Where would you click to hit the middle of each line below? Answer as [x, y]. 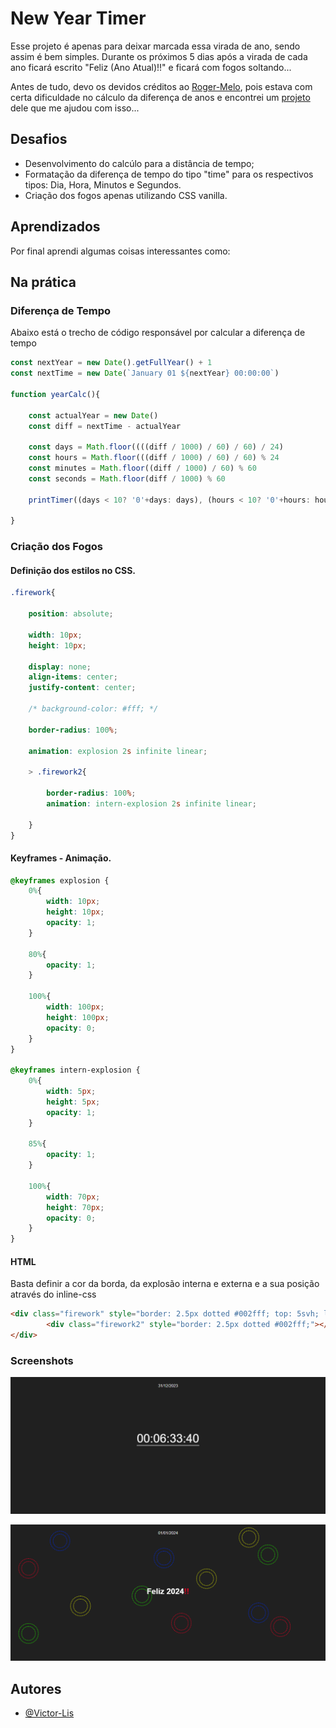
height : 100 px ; [78, 1017]
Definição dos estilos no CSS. [73, 570]
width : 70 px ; [73, 1197]
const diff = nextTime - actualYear [105, 426]
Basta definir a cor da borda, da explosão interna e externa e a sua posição [165, 1284]
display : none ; [60, 667]
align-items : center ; [73, 677]
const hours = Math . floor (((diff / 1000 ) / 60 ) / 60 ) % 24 [154, 458]
